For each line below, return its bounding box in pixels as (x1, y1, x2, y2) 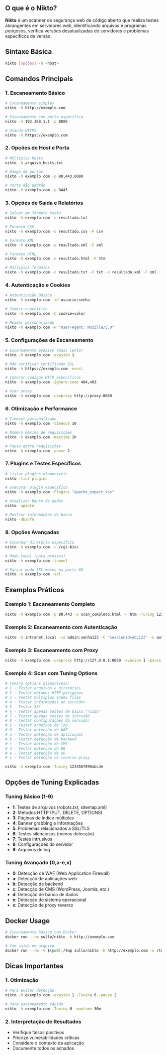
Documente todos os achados (12, 1046, 75, 1051)
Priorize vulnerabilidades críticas (12, 1035, 80, 1041)
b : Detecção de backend (12, 881, 63, 887)
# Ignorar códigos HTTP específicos (5, 375, 81, 380)
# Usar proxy (5, 389, 32, 394)
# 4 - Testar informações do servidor (5, 699, 85, 704)
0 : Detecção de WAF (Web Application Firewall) (12, 870, 110, 876)
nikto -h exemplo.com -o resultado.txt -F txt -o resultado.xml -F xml (5, 270, 157, 275)
